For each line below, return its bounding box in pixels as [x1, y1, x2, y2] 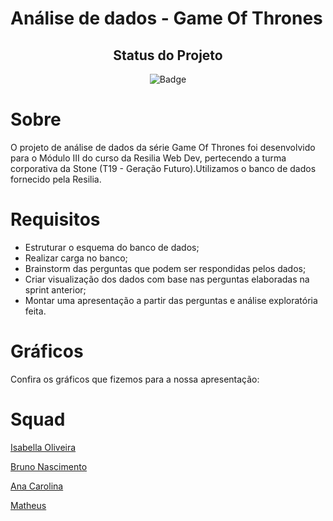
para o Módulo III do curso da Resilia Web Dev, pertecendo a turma [10, 152, 287, 164]
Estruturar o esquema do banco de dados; [24, 241, 200, 253]
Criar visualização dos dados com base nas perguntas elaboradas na [24, 273, 310, 285]
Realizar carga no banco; [24, 252, 128, 264]
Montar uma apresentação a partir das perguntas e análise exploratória [24, 294, 318, 306]
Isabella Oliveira [10, 441, 77, 453]
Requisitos [10, 208, 101, 231]
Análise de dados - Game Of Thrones [10, 7, 323, 30]
